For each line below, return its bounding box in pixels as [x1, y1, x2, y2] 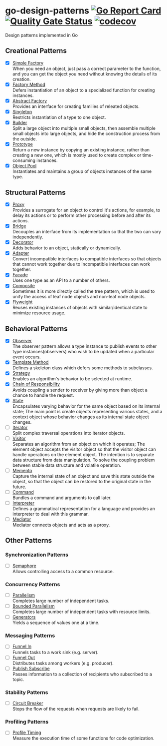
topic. [12, 676, 24, 682]
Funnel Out [12, 655, 35, 661]
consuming [12, 157, 36, 163]
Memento [12, 467, 32, 473]
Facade [12, 272, 28, 278]
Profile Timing [12, 730, 41, 736]
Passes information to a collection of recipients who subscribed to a [12, 671, 153, 677]
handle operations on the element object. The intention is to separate [12, 451, 155, 457]
